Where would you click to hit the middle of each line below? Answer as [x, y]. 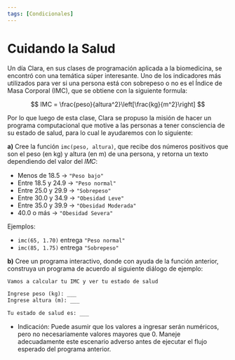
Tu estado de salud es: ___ [48, 314]
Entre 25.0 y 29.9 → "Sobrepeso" [64, 190]
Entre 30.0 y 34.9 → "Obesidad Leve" [71, 198]
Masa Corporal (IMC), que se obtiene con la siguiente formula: [98, 90]
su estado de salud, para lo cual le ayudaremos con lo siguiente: [100, 133]
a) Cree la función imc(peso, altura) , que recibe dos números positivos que [118, 146]
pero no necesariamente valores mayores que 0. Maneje [99, 334]
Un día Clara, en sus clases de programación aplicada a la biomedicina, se [115, 68]
